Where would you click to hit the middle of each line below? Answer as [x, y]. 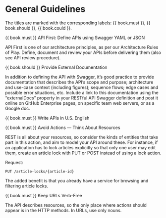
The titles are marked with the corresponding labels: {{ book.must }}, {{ [78, 23]
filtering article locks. [27, 186]
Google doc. [18, 108]
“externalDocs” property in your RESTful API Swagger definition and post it [82, 98]
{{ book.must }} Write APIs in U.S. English [47, 118]
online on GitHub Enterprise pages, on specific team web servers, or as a [80, 103]
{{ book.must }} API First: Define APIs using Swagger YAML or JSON [75, 38]
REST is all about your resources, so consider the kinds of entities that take [82, 137]
